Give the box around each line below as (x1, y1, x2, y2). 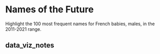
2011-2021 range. (5, 26, 42, 32)
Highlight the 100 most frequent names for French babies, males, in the (5, 21, 155, 27)
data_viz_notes (5, 41, 55, 50)
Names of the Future (5, 4, 94, 15)
